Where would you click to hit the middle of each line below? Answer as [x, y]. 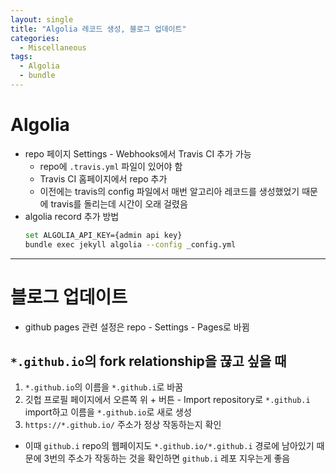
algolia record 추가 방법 [72, 216]
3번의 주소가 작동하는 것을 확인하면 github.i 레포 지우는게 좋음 [167, 458]
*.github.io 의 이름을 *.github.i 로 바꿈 [104, 387]
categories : [35, 38]
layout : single [42, 19]
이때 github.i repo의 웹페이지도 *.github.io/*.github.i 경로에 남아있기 [169, 446]
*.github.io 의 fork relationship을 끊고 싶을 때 [148, 361]
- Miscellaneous [53, 47]
